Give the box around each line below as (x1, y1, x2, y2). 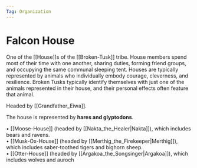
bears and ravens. (6, 131, 50, 138)
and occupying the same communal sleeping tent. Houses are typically (6, 66, 179, 73)
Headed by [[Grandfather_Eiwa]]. (6, 102, 87, 109)
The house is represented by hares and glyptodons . (6, 113, 134, 120)
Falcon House (6, 33, 75, 47)
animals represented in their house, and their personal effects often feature (6, 85, 189, 92)
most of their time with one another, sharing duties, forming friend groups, (6, 59, 187, 66)
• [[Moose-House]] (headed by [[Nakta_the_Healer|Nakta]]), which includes (6, 125, 191, 132)
